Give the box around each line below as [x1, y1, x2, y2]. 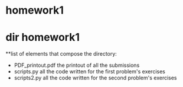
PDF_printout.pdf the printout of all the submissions [14, 62, 140, 69]
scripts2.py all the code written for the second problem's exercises [14, 75, 177, 82]
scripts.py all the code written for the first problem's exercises [14, 68, 166, 75]
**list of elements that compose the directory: [5, 50, 117, 57]
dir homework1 [5, 31, 80, 44]
